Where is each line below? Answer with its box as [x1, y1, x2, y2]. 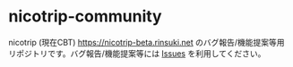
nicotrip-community [8, 6, 162, 27]
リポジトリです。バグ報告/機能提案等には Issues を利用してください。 [8, 47, 266, 59]
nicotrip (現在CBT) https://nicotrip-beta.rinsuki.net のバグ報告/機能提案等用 [8, 37, 285, 47]
